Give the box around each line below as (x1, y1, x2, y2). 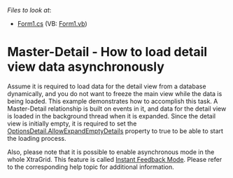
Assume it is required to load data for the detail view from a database (7, 82, 206, 90)
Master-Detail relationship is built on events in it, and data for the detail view (7, 104, 227, 113)
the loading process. (7, 134, 66, 142)
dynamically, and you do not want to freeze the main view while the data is (7, 89, 223, 97)
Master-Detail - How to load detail (7, 44, 208, 60)
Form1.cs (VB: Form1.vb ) (17, 20, 87, 27)
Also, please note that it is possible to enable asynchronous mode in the (7, 147, 215, 156)
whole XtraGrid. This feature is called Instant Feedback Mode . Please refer (7, 155, 223, 163)
